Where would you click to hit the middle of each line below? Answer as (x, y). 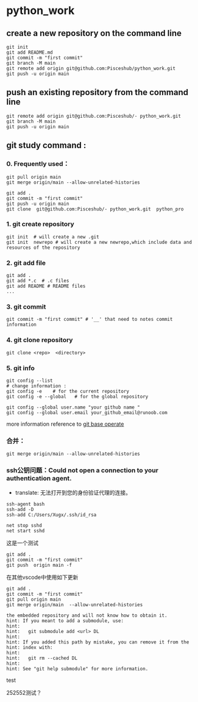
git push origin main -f (39, 565)
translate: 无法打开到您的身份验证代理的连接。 (73, 492)
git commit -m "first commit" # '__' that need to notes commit (90, 320)
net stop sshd (24, 525)
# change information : (37, 386)
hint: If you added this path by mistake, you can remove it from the (98, 642)
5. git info (21, 368)
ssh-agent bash (26, 504)
